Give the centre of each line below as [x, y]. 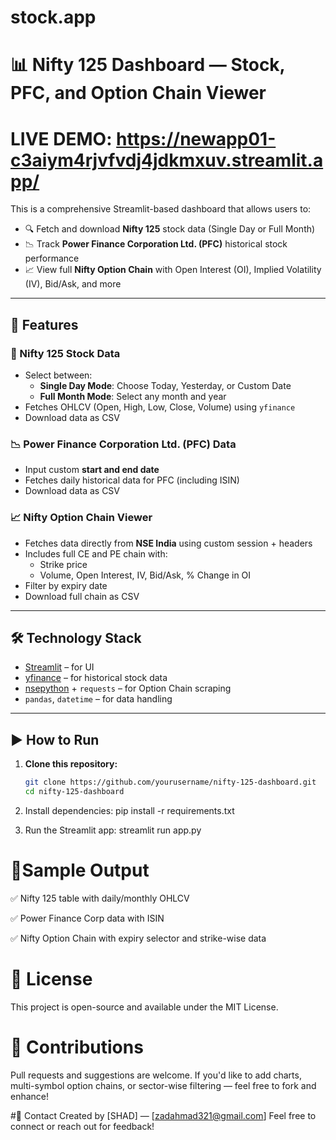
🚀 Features [44, 324]
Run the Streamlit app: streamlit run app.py [113, 830]
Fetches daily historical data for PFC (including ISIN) [132, 480]
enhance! [30, 1096]
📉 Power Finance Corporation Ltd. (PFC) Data [123, 444]
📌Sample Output [80, 870]
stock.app [53, 17]
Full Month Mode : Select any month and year [133, 396]
